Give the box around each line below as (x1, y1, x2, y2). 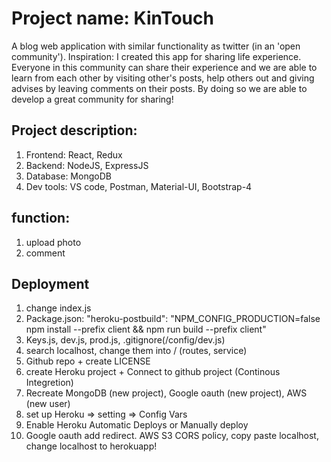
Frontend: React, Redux (25, 148, 123, 161)
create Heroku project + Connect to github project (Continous (25, 366, 281, 378)
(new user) (25, 398, 71, 410)
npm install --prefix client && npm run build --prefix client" (25, 323, 267, 336)
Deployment (11, 275, 90, 292)
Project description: (11, 122, 138, 139)
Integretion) (25, 377, 74, 389)
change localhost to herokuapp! (25, 440, 158, 452)
